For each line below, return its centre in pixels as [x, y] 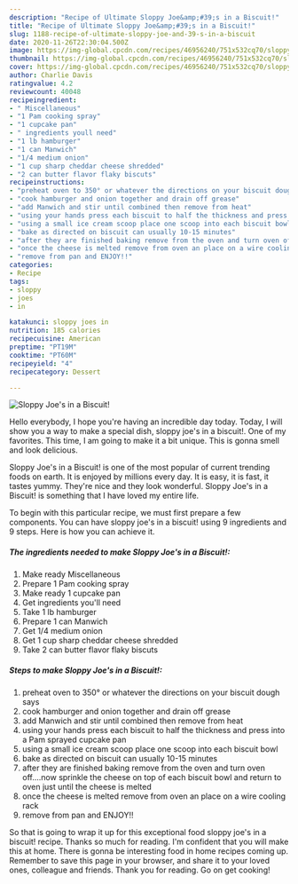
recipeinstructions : [47, 183]
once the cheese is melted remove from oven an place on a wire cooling [154, 796]
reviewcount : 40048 [45, 91]
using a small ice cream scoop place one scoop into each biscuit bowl [150, 749]
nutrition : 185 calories [55, 331]
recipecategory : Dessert [55, 372]
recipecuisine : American [55, 339]
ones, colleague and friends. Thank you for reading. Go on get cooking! [140, 870]
